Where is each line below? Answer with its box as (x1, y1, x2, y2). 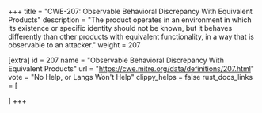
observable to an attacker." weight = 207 (8, 40, 141, 50)
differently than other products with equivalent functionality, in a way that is (8, 32, 255, 41)
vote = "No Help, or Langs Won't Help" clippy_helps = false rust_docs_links (8, 73, 253, 81)
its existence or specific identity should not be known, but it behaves (8, 24, 233, 32)
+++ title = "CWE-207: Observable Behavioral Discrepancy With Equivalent (8, 7, 253, 16)
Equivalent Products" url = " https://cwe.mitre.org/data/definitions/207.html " (8, 64, 255, 73)
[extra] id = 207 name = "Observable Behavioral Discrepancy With (8, 55, 224, 65)
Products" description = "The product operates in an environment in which (8, 15, 252, 24)
